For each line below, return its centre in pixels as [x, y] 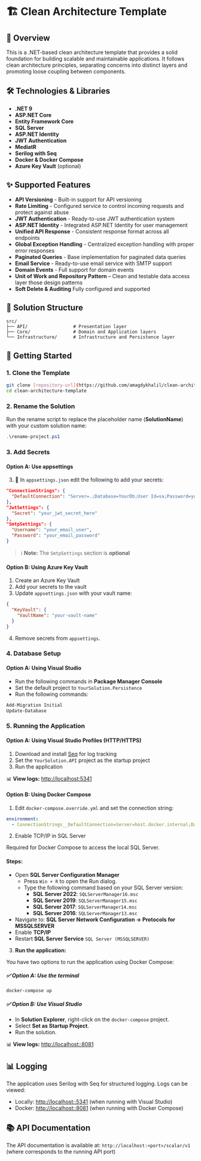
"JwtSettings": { [28, 507]
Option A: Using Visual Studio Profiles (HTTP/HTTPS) [74, 740]
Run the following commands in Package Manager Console [89, 681]
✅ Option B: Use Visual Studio [44, 1004]
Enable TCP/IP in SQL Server [50, 836]
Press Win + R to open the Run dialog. [70, 881]
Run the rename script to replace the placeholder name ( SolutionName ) [95, 419]
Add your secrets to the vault [51, 587]
